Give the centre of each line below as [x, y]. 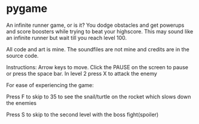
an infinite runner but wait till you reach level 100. [67, 38]
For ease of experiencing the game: [50, 85]
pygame [27, 9]
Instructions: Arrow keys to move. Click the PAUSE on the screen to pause [97, 67]
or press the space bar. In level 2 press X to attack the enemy [82, 73]
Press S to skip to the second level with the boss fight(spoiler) [82, 114]
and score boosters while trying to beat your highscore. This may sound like [100, 31]
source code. [22, 55]
